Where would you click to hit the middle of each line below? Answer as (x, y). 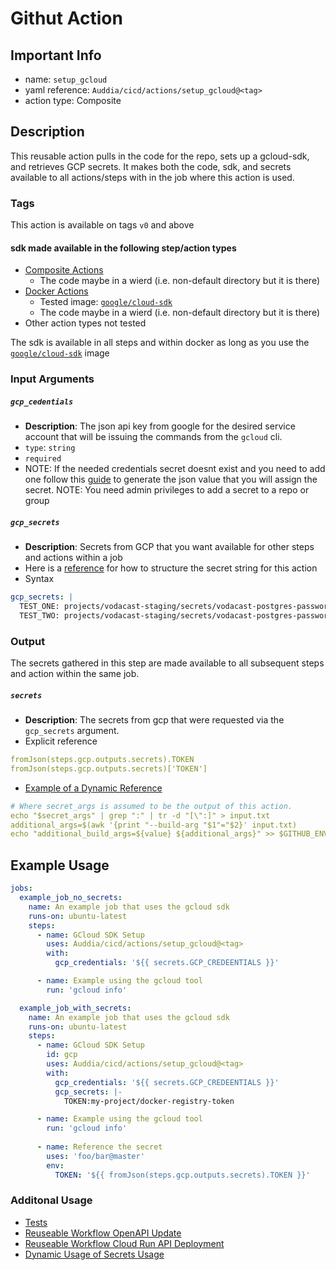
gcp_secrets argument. (72, 731)
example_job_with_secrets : (75, 1008)
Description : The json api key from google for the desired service (160, 426)
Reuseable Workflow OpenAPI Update (103, 1233)
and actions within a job (73, 558)
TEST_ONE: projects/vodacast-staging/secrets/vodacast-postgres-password (176, 607)
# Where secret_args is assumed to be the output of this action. (151, 806)
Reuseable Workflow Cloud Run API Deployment (124, 1243)
